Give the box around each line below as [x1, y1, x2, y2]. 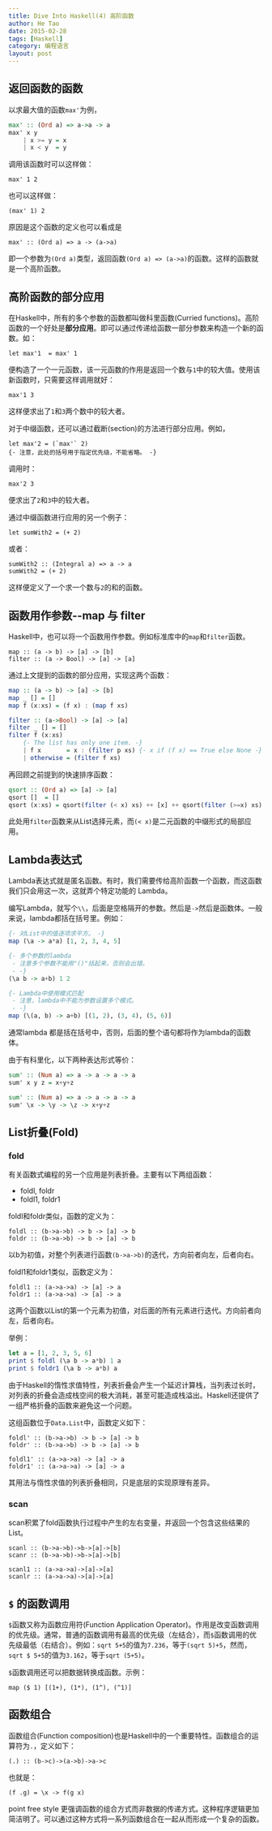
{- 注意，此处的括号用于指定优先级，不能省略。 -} [8, 448, 157, 457]
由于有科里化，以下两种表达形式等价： [8, 1055, 136, 1064]
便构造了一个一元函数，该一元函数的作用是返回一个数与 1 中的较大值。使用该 [8, 365, 261, 374]
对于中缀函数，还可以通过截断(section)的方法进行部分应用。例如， [8, 424, 230, 434]
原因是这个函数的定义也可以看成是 [8, 222, 122, 232]
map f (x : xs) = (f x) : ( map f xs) [8, 702, 129, 710]
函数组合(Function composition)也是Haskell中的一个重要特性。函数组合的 [8, 1730, 253, 1740]
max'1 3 [8, 391, 35, 399]
